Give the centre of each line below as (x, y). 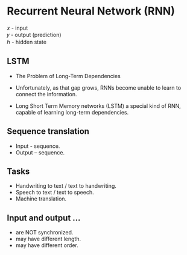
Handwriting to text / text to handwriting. (66, 186)
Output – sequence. (40, 152)
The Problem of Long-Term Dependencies (68, 76)
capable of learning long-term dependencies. (72, 112)
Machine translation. (41, 199)
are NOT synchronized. (44, 233)
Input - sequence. (38, 146)
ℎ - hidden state (27, 42)
